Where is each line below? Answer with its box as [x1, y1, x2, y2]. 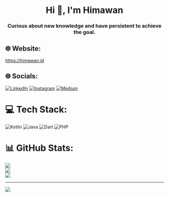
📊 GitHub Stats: [5, 142, 74, 153]
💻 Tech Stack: [5, 104, 67, 115]
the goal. [73, 29, 96, 36]
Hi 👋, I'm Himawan [46, 5, 123, 16]
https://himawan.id [5, 57, 44, 63]
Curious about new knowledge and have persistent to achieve [7, 23, 162, 30]
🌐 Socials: [5, 72, 38, 81]
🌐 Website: [5, 44, 41, 53]
